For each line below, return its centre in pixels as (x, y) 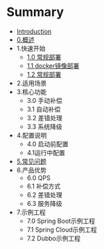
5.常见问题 (31, 161)
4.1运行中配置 (46, 152)
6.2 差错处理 (45, 195)
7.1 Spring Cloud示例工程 (62, 230)
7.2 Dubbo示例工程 (54, 238)
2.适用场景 (32, 83)
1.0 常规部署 (44, 57)
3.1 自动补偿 (44, 109)
